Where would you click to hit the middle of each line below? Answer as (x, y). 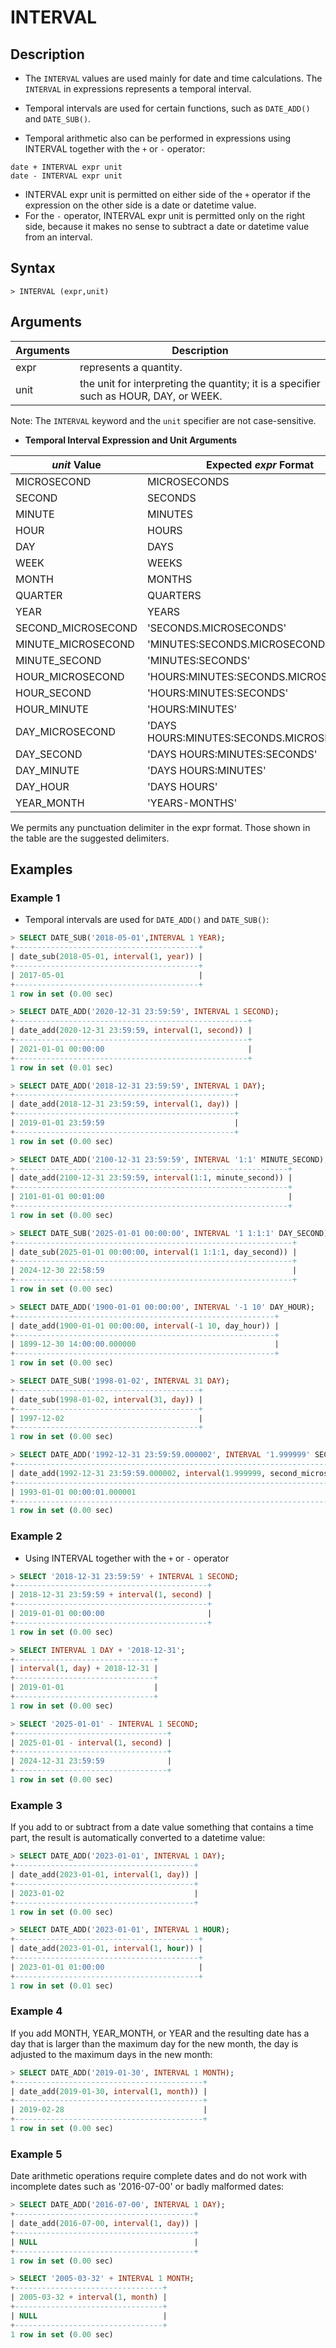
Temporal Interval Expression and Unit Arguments (131, 440)
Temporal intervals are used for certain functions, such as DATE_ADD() (167, 108)
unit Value (76, 464)
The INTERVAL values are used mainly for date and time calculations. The (173, 78)
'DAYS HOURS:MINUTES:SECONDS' (232, 754)
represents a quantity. (131, 367)
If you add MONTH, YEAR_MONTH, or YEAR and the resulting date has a (160, 2033)
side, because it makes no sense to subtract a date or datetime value (167, 226)
